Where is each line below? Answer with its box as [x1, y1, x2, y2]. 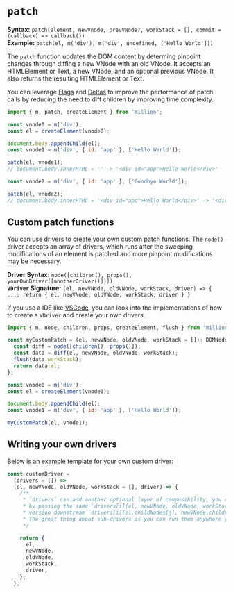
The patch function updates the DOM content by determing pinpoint [7, 52, 201, 60]
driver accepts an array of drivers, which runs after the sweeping [7, 242, 193, 251]
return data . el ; [13, 362, 60, 369]
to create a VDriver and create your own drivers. [7, 310, 146, 319]
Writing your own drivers [7, 439, 117, 451]
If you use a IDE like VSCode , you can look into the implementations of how [7, 303, 223, 312]
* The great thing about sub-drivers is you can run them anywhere [22, 515, 222, 522]
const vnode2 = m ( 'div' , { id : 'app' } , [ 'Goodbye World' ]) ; [7, 178, 188, 185]
